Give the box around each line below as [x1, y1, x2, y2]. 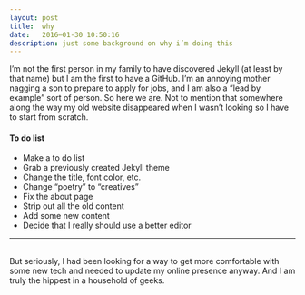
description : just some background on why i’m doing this [9, 38, 233, 48]
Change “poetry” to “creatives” [22, 182, 139, 192]
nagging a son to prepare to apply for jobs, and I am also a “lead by [9, 83, 261, 93]
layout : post [9, 13, 59, 23]
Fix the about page [22, 192, 93, 202]
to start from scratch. [9, 112, 89, 123]
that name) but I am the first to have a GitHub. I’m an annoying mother [9, 74, 271, 84]
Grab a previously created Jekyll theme [22, 162, 171, 173]
